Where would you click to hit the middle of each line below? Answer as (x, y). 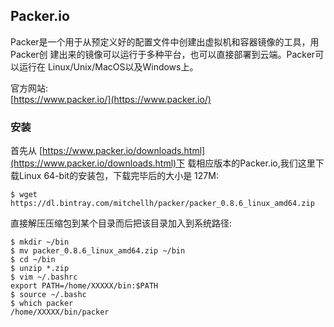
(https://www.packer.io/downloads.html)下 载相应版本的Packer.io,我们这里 (163, 163)
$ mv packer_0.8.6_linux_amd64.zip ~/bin (98, 251)
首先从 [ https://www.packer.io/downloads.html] (108, 151)
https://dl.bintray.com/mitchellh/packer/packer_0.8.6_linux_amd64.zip (162, 204)
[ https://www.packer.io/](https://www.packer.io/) (111, 99)
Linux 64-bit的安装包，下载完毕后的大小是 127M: (118, 176)
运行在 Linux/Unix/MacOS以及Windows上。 (108, 66)
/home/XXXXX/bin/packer (60, 312)
